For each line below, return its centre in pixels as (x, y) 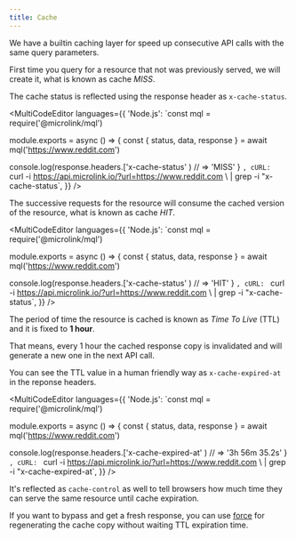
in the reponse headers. (53, 382)
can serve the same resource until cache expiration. (104, 498)
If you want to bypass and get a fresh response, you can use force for (137, 515)
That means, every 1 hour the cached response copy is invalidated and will (146, 346)
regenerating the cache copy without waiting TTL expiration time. (129, 525)
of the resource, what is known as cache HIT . (92, 212)
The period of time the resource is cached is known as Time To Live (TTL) (144, 319)
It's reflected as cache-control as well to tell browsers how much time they (146, 488)
